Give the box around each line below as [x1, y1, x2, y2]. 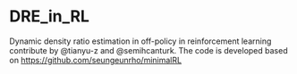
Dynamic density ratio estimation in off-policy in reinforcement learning [9, 36, 272, 46]
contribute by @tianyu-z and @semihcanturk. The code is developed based [9, 45, 288, 55]
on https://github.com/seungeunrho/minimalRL [9, 54, 182, 65]
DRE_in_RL [9, 6, 89, 27]
